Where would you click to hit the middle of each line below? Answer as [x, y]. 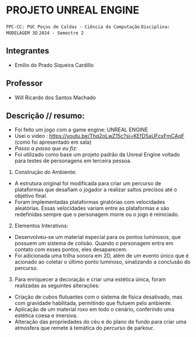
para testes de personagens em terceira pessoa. [73, 161]
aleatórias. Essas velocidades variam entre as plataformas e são [92, 209]
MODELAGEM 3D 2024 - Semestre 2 [45, 33]
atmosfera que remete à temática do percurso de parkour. [84, 328]
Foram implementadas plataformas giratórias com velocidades [90, 202]
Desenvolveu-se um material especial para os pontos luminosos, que [98, 237]
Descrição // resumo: [45, 115]
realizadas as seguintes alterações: [57, 286]
